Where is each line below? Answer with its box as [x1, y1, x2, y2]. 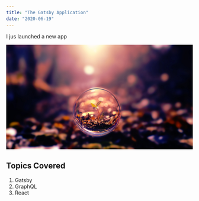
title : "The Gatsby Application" [6, 9, 89, 15]
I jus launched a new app [6, 33, 67, 40]
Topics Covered [6, 161, 66, 171]
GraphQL [14, 183, 37, 190]
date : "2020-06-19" [6, 15, 54, 22]
